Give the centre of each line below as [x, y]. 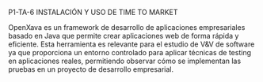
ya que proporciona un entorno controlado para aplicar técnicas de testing [130, 52]
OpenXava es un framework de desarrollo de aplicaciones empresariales [127, 27]
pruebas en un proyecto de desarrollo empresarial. [91, 69]
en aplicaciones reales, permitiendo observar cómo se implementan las [125, 61]
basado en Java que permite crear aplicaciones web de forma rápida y [124, 36]
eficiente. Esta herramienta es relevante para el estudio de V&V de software [131, 44]
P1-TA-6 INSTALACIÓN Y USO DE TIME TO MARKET [93, 12]
